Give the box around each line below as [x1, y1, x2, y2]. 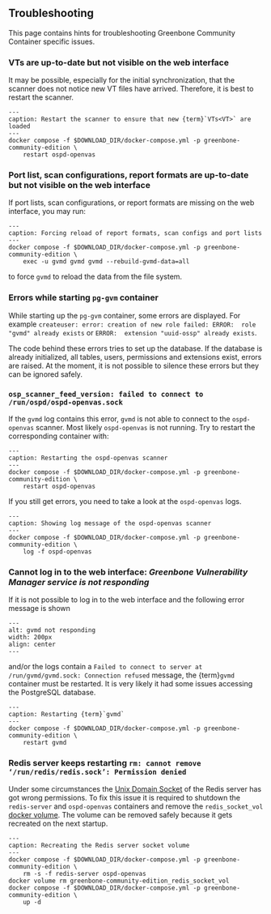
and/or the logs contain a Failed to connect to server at [8, 662, 203, 672]
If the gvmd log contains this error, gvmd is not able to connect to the [8, 414, 231, 424]
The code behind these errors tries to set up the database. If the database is [8, 344, 263, 353]
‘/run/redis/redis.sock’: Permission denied [8, 767, 187, 777]
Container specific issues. [8, 36, 95, 46]
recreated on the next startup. [8, 818, 108, 828]
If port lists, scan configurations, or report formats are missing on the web [8, 198, 255, 207]
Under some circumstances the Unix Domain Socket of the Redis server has [8, 784, 261, 793]
